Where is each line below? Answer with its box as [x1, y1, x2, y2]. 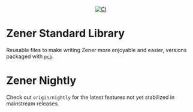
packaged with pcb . [6, 53, 54, 60]
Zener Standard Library [6, 27, 125, 40]
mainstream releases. [6, 99, 59, 107]
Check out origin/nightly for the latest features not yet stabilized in [6, 93, 175, 101]
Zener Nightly [6, 74, 77, 87]
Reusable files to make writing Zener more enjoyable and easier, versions [6, 46, 187, 53]
